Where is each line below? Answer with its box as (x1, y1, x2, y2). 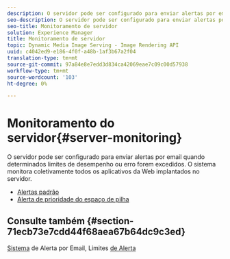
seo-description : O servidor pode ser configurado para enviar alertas (7, 16, 216, 23)
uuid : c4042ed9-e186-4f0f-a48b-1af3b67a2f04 (7, 49, 136, 56)
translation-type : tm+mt (7, 55, 78, 62)
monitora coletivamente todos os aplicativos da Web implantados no (7, 167, 200, 175)
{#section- (86, 215, 134, 227)
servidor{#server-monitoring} (7, 130, 183, 146)
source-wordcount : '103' (7, 73, 78, 81)
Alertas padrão (16, 188, 60, 196)
